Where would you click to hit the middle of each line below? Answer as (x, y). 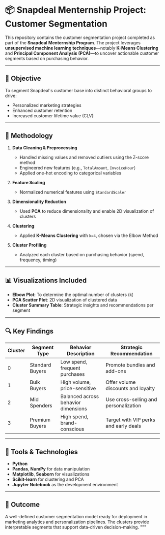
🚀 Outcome (23, 505)
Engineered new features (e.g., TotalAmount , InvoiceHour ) (78, 167)
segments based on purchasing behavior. (47, 58)
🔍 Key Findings (29, 331)
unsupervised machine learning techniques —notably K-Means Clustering (82, 48)
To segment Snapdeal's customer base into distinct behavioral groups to (79, 90)
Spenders (41, 406)
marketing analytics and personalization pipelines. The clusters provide (77, 522)
